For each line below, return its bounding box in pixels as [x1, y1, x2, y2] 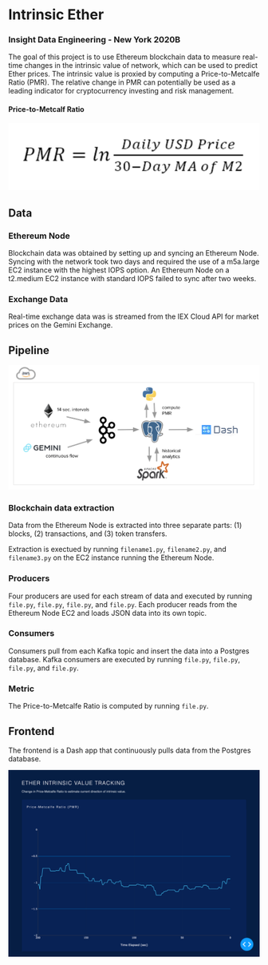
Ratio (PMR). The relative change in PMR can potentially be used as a [8, 77, 236, 87]
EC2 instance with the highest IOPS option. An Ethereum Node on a [8, 265, 230, 275]
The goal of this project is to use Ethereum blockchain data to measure [8, 52, 241, 62]
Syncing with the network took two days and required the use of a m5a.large [8, 257, 260, 267]
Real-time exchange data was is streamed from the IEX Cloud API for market [8, 312, 259, 321]
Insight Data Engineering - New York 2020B [8, 34, 181, 46]
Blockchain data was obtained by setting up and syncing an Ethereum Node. [8, 248, 259, 258]
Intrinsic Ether [8, 6, 104, 24]
